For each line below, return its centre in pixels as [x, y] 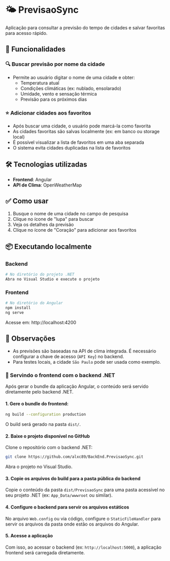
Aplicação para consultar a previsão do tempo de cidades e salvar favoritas [85, 27]
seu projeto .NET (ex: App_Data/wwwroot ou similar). [59, 495]
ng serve [15, 313]
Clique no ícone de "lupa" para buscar [53, 219]
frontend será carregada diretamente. [45, 552]
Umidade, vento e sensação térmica [59, 93]
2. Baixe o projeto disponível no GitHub [48, 436]
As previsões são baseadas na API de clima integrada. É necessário [84, 351]
